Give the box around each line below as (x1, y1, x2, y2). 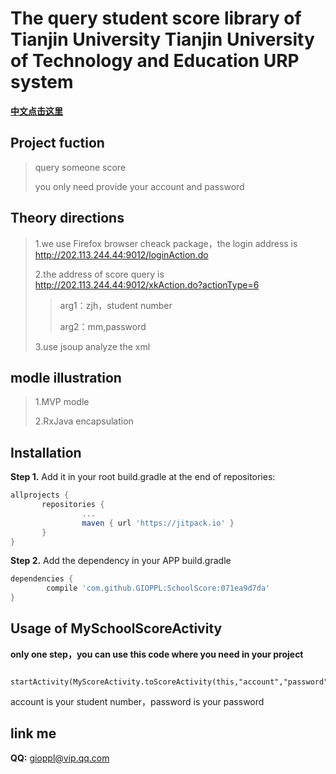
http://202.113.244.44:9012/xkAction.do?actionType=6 (34, 278, 260, 291)
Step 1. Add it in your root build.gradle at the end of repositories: (10, 471, 276, 483)
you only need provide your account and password (34, 180, 245, 192)
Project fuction (10, 135, 105, 152)
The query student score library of (10, 7, 302, 30)
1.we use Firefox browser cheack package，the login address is (34, 237, 298, 249)
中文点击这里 (10, 105, 63, 117)
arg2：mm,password (59, 320, 147, 332)
